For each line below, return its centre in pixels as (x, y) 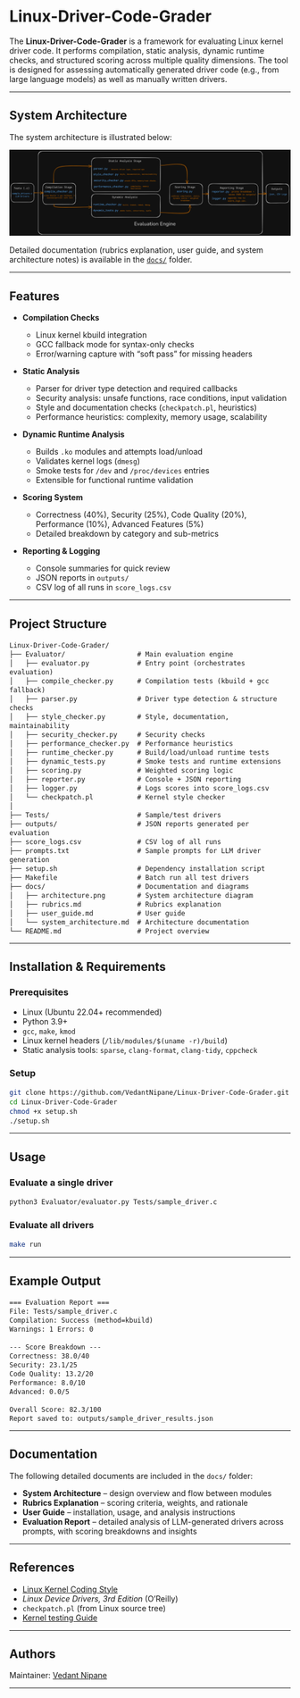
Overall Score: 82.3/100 (55, 1409)
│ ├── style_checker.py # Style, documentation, (119, 716)
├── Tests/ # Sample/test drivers (115, 815)
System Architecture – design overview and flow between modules (147, 1493)
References (42, 1568)
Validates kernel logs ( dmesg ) (88, 461)
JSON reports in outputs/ (82, 578)
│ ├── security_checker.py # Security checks (107, 734)
